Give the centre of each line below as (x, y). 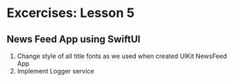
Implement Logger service (55, 71)
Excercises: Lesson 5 (71, 13)
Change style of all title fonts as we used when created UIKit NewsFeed (122, 56)
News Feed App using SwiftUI (74, 39)
